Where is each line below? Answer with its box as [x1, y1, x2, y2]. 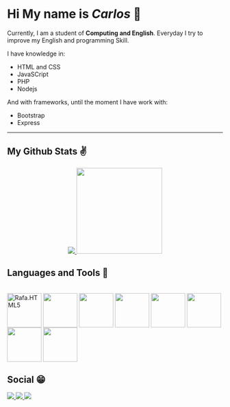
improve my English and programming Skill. [7, 36, 129, 44]
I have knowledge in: [7, 49, 66, 58]
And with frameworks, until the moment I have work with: [7, 97, 168, 106]
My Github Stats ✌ [7, 146, 87, 157]
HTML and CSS [16, 62, 61, 71]
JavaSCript [16, 70, 49, 78]
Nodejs [16, 84, 38, 93]
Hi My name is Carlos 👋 [7, 6, 142, 22]
